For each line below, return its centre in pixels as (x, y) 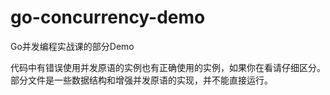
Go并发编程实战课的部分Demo (72, 46)
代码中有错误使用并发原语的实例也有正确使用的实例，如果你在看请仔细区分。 (168, 67)
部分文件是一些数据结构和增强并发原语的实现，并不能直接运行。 (141, 80)
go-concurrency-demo (108, 17)
